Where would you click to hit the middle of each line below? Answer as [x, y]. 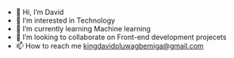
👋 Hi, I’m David [40, 12]
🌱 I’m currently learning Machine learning [83, 29]
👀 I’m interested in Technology [65, 20]
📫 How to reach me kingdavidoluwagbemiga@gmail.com [109, 46]
